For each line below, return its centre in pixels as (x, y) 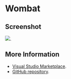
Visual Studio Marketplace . (39, 66)
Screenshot (23, 27)
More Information (32, 54)
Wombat (23, 9)
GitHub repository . (31, 71)
